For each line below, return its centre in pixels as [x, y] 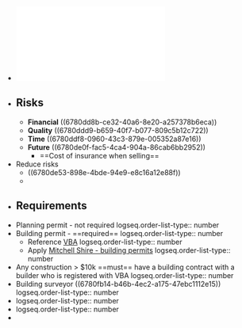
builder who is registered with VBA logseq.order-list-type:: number [125, 275]
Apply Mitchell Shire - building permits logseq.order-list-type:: [129, 250]
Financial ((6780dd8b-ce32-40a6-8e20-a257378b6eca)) [122, 122]
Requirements [51, 206]
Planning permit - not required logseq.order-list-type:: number [117, 225]
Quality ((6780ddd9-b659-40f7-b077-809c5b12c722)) [118, 130]
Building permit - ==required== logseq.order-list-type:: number [119, 233]
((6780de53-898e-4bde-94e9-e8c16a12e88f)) [104, 172]
